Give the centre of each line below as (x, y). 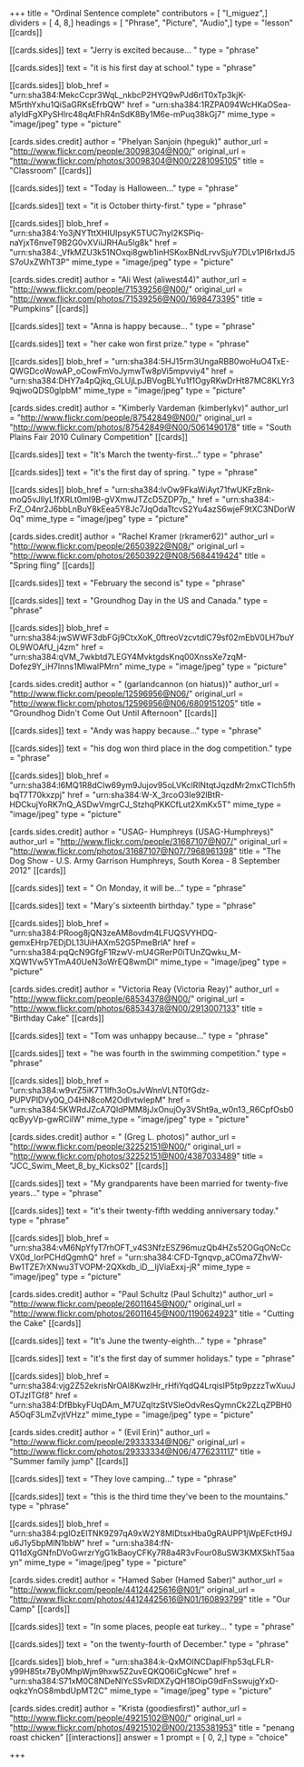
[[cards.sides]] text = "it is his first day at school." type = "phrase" (133, 68)
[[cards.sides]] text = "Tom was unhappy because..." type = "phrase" (139, 1036)
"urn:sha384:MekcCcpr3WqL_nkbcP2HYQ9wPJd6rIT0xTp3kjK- (128, 95)
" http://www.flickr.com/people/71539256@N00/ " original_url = (126, 289)
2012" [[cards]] (38, 870)
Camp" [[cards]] (40, 1609)
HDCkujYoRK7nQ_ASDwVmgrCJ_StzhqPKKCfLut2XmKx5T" (120, 804)
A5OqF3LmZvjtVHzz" (49, 1414)
